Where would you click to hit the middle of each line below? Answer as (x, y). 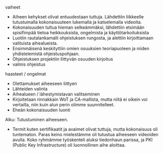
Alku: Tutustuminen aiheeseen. (37, 119)
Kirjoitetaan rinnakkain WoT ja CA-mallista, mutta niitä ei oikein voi (80, 99)
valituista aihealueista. (35, 43)
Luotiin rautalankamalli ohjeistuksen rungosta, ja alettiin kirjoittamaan (83, 38)
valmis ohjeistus (29, 64)
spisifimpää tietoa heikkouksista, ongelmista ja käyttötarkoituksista (81, 33)
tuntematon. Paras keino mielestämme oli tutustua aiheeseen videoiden (85, 134)
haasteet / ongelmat (26, 74)
